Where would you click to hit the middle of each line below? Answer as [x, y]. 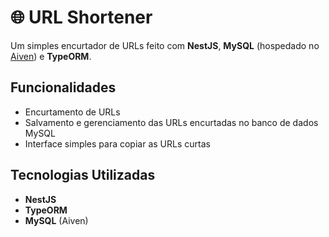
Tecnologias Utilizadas [83, 175]
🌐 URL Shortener [81, 17]
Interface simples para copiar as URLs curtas [117, 143]
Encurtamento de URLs [72, 112]
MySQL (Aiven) [56, 220]
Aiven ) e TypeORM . [51, 56]
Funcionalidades [63, 87]
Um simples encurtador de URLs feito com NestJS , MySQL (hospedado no [165, 45]
